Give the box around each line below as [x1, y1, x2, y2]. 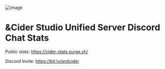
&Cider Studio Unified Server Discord [5, 22, 161, 33]
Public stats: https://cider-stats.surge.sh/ [5, 48, 88, 54]
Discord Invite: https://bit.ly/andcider [5, 58, 80, 64]
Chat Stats [5, 33, 49, 44]
